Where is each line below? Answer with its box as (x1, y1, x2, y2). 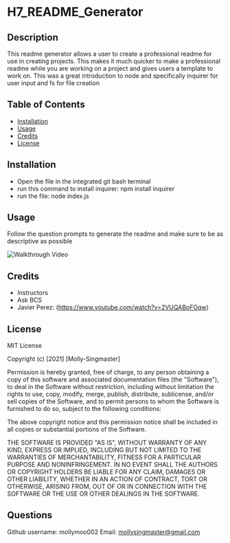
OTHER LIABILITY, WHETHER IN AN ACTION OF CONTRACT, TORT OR (7, 475, 207, 483)
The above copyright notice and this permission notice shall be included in (7, 418, 218, 426)
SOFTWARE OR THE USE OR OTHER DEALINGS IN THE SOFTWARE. (7, 489, 200, 498)
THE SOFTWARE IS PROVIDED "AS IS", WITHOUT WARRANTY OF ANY (7, 439, 207, 447)
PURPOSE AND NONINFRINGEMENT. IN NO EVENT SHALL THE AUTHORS (7, 461, 218, 469)
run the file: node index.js (16, 192, 89, 200)
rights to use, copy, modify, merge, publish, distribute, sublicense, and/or (7, 390, 214, 399)
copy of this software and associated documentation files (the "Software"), (7, 375, 220, 384)
